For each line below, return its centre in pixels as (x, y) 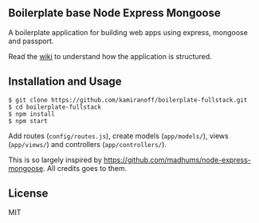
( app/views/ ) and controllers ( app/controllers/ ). (88, 144)
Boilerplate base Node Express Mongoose (114, 13)
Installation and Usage (65, 82)
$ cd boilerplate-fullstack (55, 107)
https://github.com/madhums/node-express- (177, 160)
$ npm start (28, 121)
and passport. (31, 41)
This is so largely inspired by (55, 160)
